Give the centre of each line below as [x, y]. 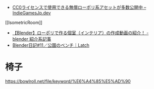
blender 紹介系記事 [32, 39]
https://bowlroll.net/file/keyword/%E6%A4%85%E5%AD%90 [68, 81]
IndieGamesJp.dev [31, 13]
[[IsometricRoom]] [24, 22]
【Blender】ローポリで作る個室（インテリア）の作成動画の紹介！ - [80, 33]
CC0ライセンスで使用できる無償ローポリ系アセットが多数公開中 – [79, 7]
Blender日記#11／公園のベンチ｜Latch [51, 45]
